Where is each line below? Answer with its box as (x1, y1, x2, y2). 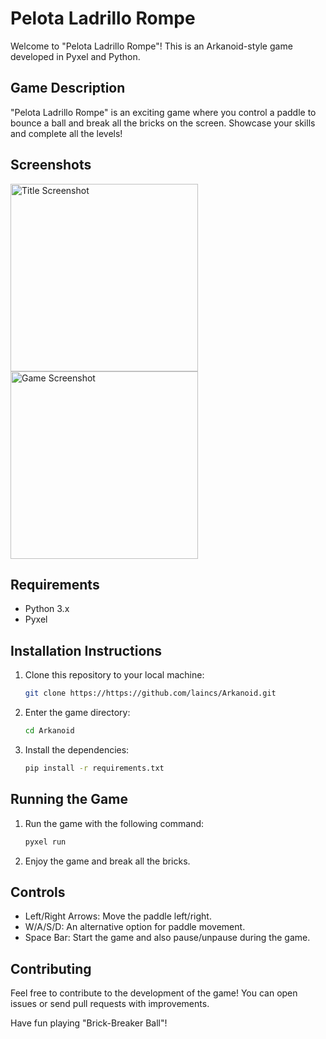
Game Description (10, 80, 126, 97)
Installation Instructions (10, 642, 163, 659)
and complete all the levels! (10, 127, 123, 139)
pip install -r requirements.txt (24, 763, 165, 773)
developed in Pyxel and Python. (10, 50, 141, 62)
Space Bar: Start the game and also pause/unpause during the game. (24, 932, 311, 944)
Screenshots (10, 157, 92, 174)
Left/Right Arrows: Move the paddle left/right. (24, 910, 212, 922)
